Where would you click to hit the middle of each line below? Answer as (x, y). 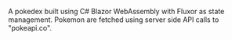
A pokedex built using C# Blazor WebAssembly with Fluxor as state (116, 11)
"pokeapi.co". (30, 28)
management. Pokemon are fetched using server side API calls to (114, 20)
